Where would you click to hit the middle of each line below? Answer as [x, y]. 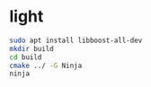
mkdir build [31, 48]
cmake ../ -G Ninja [46, 65]
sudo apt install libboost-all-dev [76, 40]
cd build [26, 57]
